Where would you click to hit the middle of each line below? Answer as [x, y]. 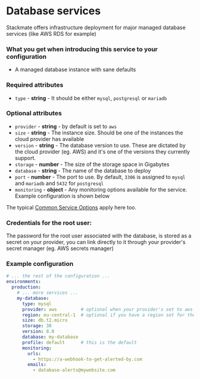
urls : [35, 353]
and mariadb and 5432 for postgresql [59, 183]
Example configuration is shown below [62, 196]
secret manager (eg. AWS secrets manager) [60, 249]
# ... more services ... [48, 293]
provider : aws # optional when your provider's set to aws [107, 309]
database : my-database [50, 337]
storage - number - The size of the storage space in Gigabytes [92, 164]
